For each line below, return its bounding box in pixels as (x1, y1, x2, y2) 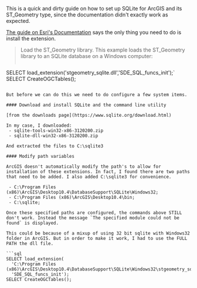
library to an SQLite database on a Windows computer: (20, 53, 153, 59)
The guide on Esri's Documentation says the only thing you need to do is (6, 29, 182, 36)
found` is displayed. (6, 220, 59, 226)
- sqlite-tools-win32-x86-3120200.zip (8, 128, 104, 134)
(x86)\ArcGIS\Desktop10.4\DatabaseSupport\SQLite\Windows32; (6, 189, 159, 195)
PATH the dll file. (6, 240, 54, 246)
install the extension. (6, 35, 56, 42)
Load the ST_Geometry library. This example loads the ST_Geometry (20, 46, 185, 53)
